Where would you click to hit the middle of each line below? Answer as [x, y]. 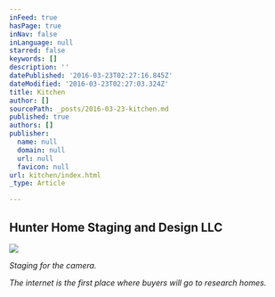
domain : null [41, 150]
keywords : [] [33, 59]
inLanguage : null [41, 42]
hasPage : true [36, 26]
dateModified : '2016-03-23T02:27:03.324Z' [89, 84]
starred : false [37, 51]
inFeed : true [33, 17]
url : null [35, 158]
